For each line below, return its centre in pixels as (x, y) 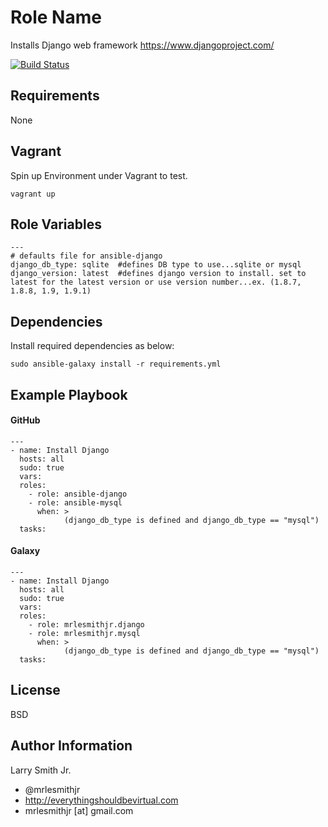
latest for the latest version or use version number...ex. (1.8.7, (156, 282)
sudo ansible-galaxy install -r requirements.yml (116, 364)
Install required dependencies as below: (92, 346)
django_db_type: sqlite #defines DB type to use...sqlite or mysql (156, 265)
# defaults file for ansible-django (86, 256)
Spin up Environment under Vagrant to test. (99, 175)
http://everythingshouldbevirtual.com (101, 800)
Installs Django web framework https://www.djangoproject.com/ (142, 45)
